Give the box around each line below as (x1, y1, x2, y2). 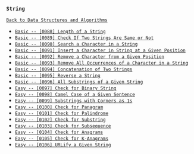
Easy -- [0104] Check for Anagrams (14, 130, 104, 136)
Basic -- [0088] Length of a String (14, 29, 106, 35)
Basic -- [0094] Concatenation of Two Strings (14, 66, 133, 73)
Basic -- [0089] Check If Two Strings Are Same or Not (14, 35, 154, 41)
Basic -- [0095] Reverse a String (14, 73, 101, 79)
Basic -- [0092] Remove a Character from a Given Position (14, 54, 165, 60)
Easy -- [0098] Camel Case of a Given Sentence (14, 92, 135, 98)
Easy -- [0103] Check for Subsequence (14, 123, 111, 129)
